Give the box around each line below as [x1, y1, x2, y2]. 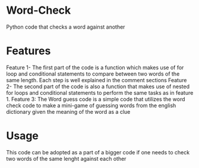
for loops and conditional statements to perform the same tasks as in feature [6, 89, 194, 96]
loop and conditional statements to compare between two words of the [6, 70, 180, 77]
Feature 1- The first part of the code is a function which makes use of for [6, 64, 184, 71]
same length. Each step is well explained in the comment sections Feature [6, 76, 187, 83]
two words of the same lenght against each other [6, 155, 127, 162]
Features [6, 44, 51, 58]
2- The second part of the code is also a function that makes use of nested [6, 83, 190, 90]
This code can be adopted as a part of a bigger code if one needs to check [6, 148, 190, 155]
